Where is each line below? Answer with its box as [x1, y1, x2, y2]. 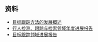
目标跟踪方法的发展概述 [12, 19, 62, 25]
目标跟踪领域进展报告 [12, 31, 57, 37]
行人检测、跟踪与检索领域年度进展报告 [12, 25, 93, 31]
